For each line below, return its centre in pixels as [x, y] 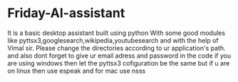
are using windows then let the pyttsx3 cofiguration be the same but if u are [119, 63]
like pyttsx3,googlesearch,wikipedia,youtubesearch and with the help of [113, 40]
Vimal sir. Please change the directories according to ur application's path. [117, 48]
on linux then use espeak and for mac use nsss [77, 71]
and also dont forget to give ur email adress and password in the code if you [119, 56]
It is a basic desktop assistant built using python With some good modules [117, 33]
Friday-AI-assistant [66, 13]
